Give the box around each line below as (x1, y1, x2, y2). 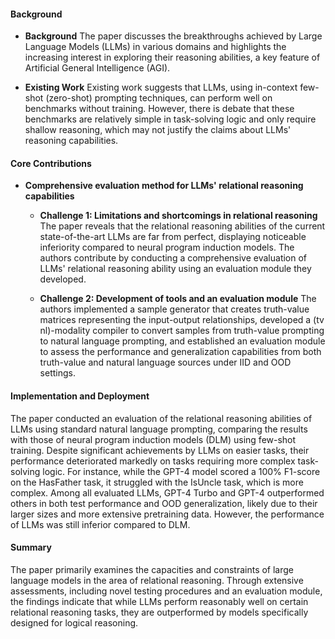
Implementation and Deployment (10, 390, 150, 402)
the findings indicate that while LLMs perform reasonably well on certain (10, 595, 309, 607)
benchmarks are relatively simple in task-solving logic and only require (24, 113, 317, 125)
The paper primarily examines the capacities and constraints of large (10, 563, 295, 575)
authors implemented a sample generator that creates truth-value (39, 303, 310, 315)
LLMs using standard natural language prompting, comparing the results (10, 423, 308, 435)
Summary (10, 541, 52, 554)
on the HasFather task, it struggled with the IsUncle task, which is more (10, 476, 304, 488)
